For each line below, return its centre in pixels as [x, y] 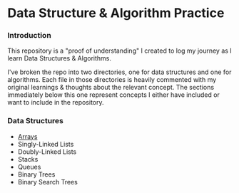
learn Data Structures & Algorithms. [60, 58]
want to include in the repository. [56, 103]
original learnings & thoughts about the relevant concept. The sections [111, 88]
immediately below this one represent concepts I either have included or [113, 95]
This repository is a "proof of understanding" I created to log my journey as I [119, 51]
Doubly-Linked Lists [47, 152]
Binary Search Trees [48, 182]
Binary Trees [36, 174]
